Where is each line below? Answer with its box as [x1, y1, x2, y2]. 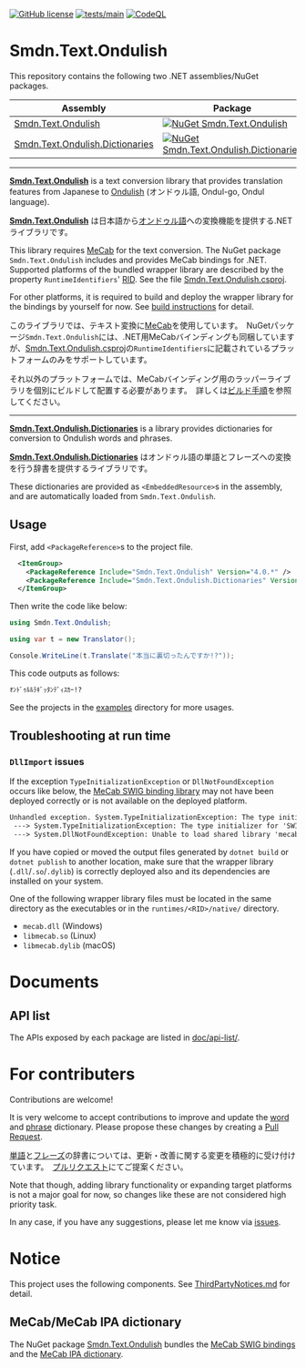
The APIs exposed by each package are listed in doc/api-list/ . [9, 1032, 240, 1043]
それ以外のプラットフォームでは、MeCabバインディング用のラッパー [9, 373, 268, 384]
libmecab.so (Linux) [22, 930, 97, 942]
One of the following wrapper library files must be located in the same [9, 893, 271, 904]
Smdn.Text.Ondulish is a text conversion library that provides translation [9, 175, 284, 186]
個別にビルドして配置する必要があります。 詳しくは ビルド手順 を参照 [33, 384, 292, 395]
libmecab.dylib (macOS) [22, 940, 116, 951]
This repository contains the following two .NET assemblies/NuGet [9, 70, 260, 81]
